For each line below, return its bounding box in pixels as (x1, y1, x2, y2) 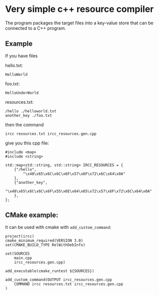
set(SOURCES (5, 251, 30, 256)
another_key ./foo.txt (5, 113, 52, 118)
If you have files (5, 53, 38, 59)
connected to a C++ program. (5, 25, 66, 31)
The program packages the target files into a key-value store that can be (5, 20, 154, 26)
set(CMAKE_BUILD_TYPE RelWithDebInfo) (5, 242, 85, 247)
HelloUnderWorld (5, 90, 39, 95)
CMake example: (5, 211, 59, 220)
